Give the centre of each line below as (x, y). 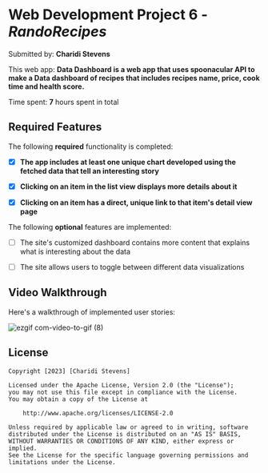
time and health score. (46, 86)
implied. (23, 448)
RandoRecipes (58, 32)
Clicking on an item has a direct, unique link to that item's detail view (136, 202)
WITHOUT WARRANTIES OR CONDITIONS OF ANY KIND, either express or (121, 441)
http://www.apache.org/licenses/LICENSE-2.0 (98, 413)
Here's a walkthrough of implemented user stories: (92, 312)
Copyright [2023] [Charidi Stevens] (69, 371)
